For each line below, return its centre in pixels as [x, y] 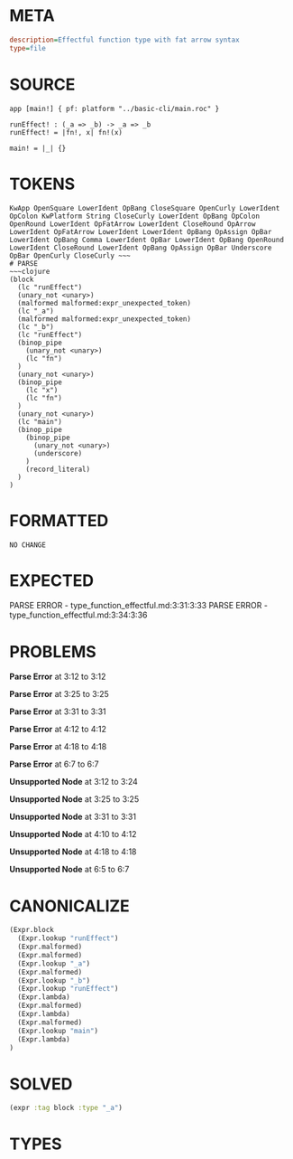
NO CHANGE [28, 545]
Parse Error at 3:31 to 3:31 [58, 711]
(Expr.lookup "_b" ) [54, 980]
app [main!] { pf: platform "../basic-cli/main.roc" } [114, 108]
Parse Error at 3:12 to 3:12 [58, 677]
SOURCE [42, 85]
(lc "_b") [36, 326]
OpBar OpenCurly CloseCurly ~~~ [70, 255]
